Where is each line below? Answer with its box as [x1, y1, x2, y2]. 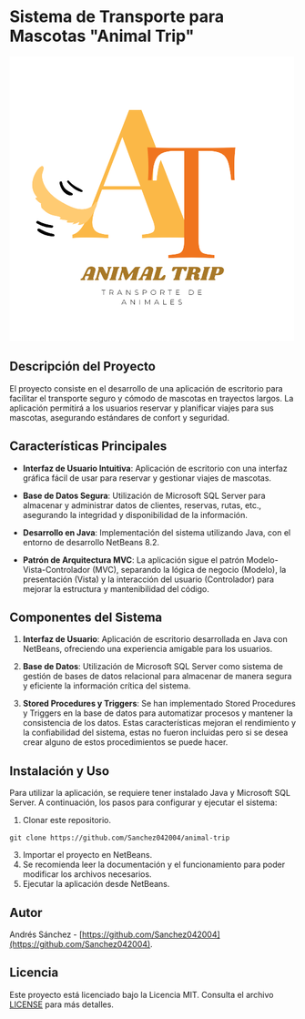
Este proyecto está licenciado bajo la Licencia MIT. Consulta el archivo [9, 989, 274, 1000]
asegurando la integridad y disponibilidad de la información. [22, 509, 249, 520]
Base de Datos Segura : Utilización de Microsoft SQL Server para [22, 490, 266, 501]
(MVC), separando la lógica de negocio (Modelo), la [92, 564, 287, 575]
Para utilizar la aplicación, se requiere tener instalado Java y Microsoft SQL [9, 788, 291, 799]
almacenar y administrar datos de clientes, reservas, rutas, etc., [22, 499, 262, 511]
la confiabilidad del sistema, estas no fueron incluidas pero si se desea [22, 727, 289, 739]
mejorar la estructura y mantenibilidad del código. [22, 583, 209, 594]
